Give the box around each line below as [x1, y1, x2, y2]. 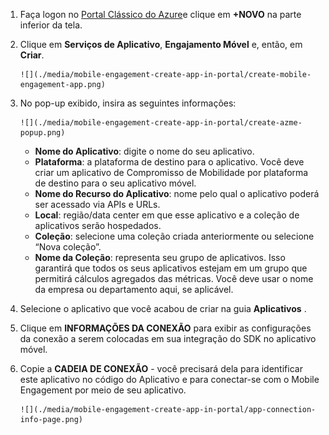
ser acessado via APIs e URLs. [34, 199, 161, 210]
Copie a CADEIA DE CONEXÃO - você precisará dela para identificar [19, 363, 303, 374]
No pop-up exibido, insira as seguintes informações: [19, 97, 237, 109]
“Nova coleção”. [34, 241, 102, 253]
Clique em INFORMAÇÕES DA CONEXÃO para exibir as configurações [19, 322, 312, 334]
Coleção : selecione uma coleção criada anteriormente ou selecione [34, 230, 315, 242]
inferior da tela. [19, 19, 83, 31]
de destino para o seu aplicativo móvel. [34, 177, 197, 189]
